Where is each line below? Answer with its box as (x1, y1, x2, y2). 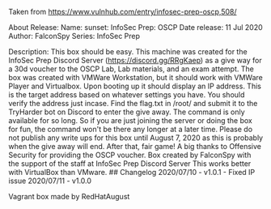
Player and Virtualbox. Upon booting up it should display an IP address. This (8, 81, 261, 91)
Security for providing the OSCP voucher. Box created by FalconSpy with (8, 150, 252, 160)
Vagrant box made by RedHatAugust (8, 192, 130, 201)
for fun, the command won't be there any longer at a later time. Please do (8, 125, 253, 134)
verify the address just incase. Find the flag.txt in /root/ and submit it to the (8, 99, 258, 108)
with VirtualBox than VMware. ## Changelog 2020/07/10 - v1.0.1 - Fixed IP (8, 168, 256, 177)
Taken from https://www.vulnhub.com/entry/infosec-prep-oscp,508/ (8, 7, 237, 16)
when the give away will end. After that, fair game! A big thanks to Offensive (8, 142, 261, 151)
